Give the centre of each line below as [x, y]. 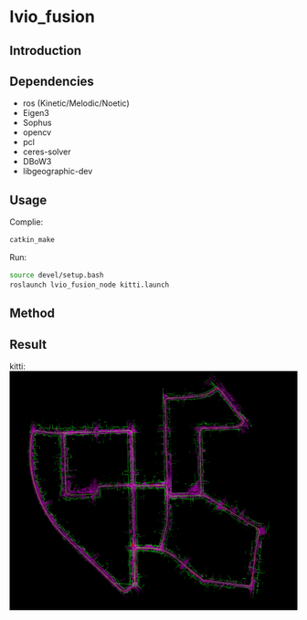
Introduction [46, 51]
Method [32, 314]
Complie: [26, 222]
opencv [37, 132]
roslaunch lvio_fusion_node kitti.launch [90, 285]
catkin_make [32, 240]
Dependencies [52, 81]
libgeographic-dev [58, 172]
